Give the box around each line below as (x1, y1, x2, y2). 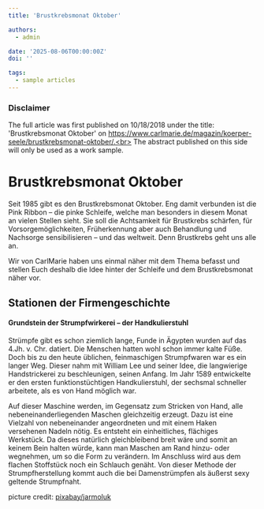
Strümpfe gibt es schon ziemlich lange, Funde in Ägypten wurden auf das (8, 335, 247, 345)
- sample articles (15, 77, 76, 84)
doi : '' (8, 54, 34, 63)
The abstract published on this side (133, 137, 248, 147)
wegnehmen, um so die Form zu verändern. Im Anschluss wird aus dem (8, 451, 241, 461)
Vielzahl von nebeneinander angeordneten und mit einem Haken (8, 417, 217, 427)
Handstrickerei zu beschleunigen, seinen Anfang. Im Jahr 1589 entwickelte (8, 369, 251, 379)
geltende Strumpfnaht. (8, 477, 82, 486)
